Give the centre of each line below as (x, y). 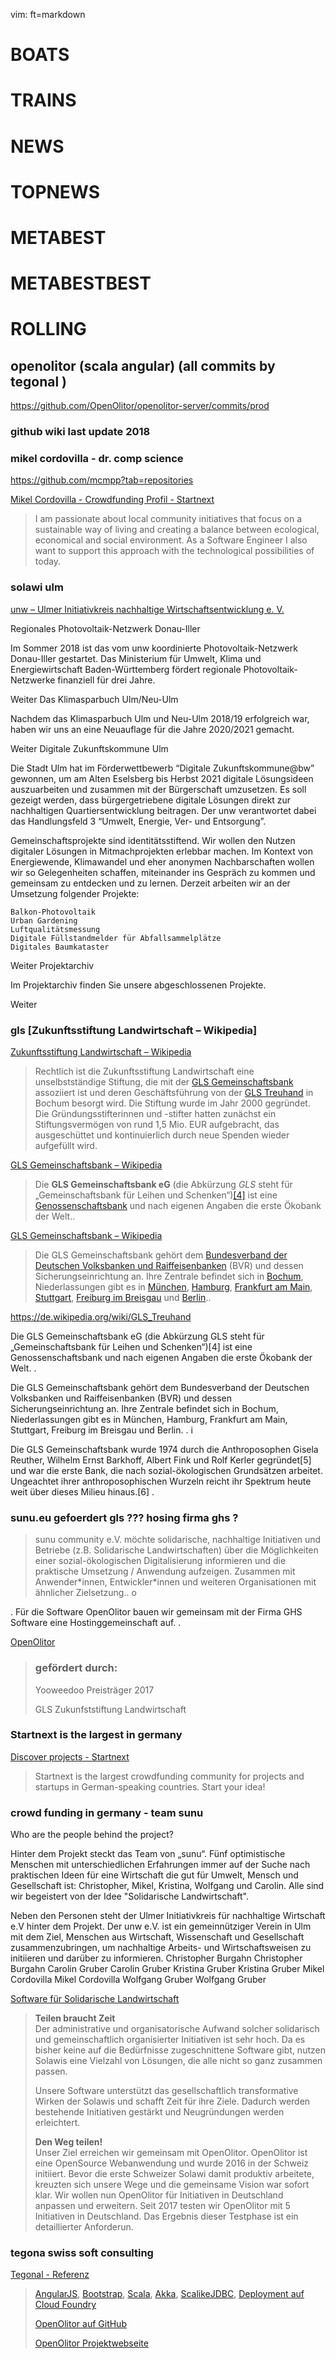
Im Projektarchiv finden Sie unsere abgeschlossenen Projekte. (138, 985)
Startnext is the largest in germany (96, 1735)
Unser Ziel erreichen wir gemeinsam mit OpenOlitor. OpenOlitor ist (171, 2153)
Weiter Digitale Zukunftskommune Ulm (89, 748)
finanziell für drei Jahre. (106, 680)
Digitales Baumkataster (60, 947)
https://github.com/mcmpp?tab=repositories (102, 480)
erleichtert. (57, 2123)
